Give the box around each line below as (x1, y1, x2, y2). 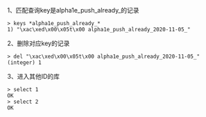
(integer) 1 (7, 59, 42, 66)
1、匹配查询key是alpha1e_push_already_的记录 (7, 6, 140, 14)
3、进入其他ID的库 (7, 72, 60, 80)
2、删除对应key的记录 (7, 39, 70, 47)
